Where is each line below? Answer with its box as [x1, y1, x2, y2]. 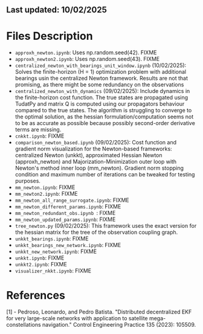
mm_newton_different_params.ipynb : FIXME [14, 203, 121, 210]
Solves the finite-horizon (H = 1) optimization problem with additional [14, 68, 186, 75]
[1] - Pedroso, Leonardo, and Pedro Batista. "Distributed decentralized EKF [6, 308, 192, 316]
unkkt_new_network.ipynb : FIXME [14, 248, 97, 255]
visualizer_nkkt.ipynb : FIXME [14, 267, 92, 274]
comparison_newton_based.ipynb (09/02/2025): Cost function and [14, 139, 177, 146]
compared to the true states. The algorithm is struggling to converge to [14, 107, 192, 114]
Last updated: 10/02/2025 [6, 5, 108, 15]
